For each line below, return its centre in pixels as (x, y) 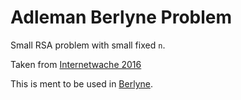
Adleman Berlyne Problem (121, 17)
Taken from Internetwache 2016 (76, 64)
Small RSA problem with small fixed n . (88, 45)
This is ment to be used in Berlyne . (81, 83)
